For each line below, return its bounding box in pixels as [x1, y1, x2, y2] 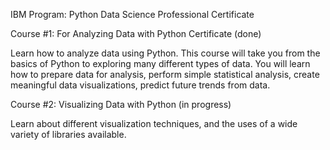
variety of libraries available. [10, 129, 127, 140]
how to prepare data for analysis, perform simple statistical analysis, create [10, 69, 320, 80]
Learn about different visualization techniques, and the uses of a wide [10, 118, 298, 129]
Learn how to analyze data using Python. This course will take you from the [10, 47, 321, 59]
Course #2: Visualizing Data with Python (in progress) [10, 99, 232, 110]
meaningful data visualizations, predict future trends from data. [10, 79, 271, 91]
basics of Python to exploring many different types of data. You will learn [10, 58, 311, 69]
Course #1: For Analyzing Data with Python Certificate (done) [10, 28, 262, 39]
